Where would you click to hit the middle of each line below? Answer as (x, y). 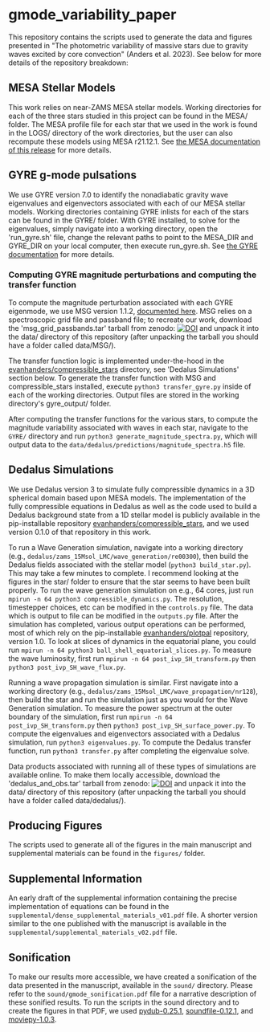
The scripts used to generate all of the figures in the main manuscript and (130, 845)
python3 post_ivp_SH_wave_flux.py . (67, 667)
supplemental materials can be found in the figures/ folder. (107, 854)
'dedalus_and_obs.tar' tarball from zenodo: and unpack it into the (127, 783)
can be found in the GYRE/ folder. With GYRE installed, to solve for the (124, 220)
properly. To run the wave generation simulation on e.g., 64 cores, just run (131, 590)
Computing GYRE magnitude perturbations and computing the (133, 275)
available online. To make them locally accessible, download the (115, 775)
